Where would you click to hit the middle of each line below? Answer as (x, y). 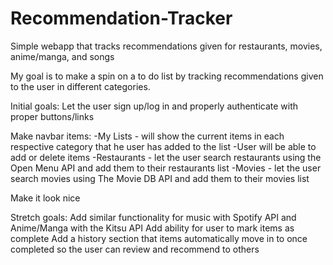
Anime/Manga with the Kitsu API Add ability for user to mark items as (152, 228)
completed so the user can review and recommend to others (135, 249)
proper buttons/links (52, 116)
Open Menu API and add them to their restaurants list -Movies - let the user (166, 168)
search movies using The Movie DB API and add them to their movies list (160, 178)
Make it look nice (45, 198)
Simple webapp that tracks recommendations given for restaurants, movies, (166, 46)
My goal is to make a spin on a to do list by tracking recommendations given (167, 76)
